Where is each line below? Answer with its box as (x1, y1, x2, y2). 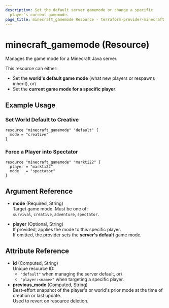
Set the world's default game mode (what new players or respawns (12, 75, 155, 81)
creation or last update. (12, 292, 62, 298)
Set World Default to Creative (5, 116, 79, 123)
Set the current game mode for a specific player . (12, 86, 117, 92)
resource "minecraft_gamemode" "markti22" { (5, 160, 101, 165)
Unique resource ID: (12, 265, 55, 271)
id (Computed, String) (12, 260, 58, 266)
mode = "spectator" (10, 169, 56, 174)
